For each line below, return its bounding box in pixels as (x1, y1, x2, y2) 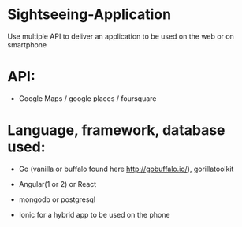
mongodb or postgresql (18, 195, 96, 204)
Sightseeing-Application (7, 6, 171, 24)
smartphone (7, 39, 47, 49)
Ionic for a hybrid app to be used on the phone (18, 210, 170, 219)
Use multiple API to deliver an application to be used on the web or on (7, 32, 234, 41)
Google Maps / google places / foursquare (18, 93, 157, 103)
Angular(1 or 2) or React (18, 179, 97, 188)
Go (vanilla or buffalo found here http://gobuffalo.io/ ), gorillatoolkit (18, 164, 234, 173)
